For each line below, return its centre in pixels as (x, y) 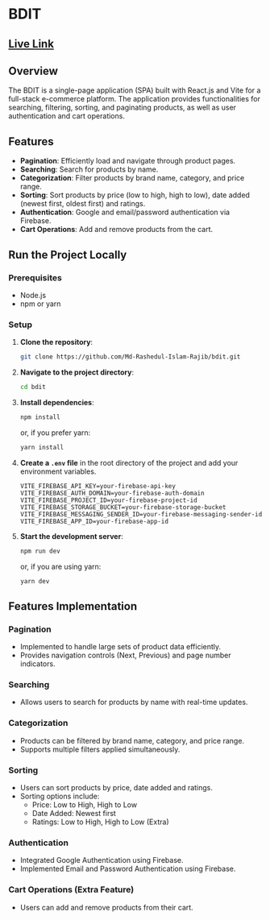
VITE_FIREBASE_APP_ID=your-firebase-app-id (94, 521)
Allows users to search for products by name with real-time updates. (134, 702)
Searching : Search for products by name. (89, 169)
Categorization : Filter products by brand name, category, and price (132, 178)
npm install (40, 417)
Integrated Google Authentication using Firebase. (102, 860)
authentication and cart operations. (66, 116)
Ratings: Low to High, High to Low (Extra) (100, 822)
